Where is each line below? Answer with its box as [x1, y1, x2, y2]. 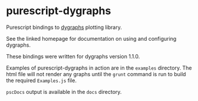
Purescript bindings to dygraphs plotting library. [6, 24, 122, 31]
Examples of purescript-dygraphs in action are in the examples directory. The [6, 64, 192, 71]
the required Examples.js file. [6, 77, 77, 84]
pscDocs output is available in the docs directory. [6, 88, 122, 95]
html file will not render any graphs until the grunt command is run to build [6, 70, 186, 77]
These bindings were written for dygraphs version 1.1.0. [6, 53, 140, 60]
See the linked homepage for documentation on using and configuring [6, 35, 177, 42]
